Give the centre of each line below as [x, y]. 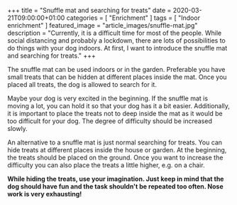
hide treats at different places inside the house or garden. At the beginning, [117, 150]
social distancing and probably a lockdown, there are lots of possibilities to [116, 41]
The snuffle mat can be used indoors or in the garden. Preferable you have [116, 69]
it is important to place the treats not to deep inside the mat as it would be [115, 114]
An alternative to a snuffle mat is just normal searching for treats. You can [115, 142]
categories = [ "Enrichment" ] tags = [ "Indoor [133, 18]
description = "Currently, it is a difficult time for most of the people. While [115, 33]
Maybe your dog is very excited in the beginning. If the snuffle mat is [108, 98]
